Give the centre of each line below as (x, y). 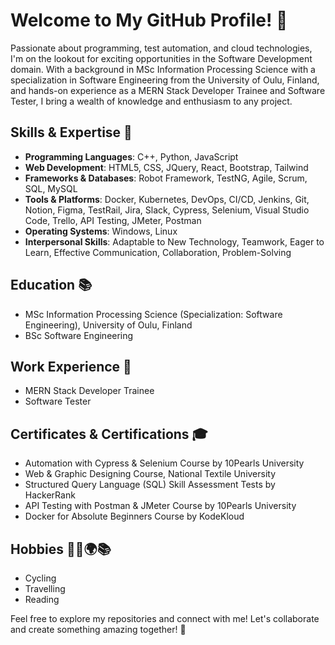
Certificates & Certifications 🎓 (109, 434)
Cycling (40, 578)
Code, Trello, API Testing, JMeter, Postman (113, 220)
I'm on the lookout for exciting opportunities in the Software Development (161, 58)
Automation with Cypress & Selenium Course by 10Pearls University (164, 463)
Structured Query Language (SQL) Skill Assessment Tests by (150, 485)
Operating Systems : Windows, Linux (101, 231)
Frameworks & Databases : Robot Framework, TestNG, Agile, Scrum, (166, 178)
